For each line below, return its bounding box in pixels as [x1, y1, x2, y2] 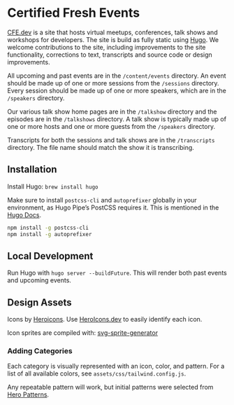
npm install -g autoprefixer [7, 231, 92, 238]
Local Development [7, 250, 94, 262]
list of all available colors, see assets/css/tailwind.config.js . [7, 369, 187, 378]
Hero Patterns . [7, 390, 50, 399]
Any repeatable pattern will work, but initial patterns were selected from [7, 383, 214, 392]
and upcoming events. [7, 276, 72, 284]
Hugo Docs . [7, 210, 42, 219]
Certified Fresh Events [7, 5, 140, 21]
